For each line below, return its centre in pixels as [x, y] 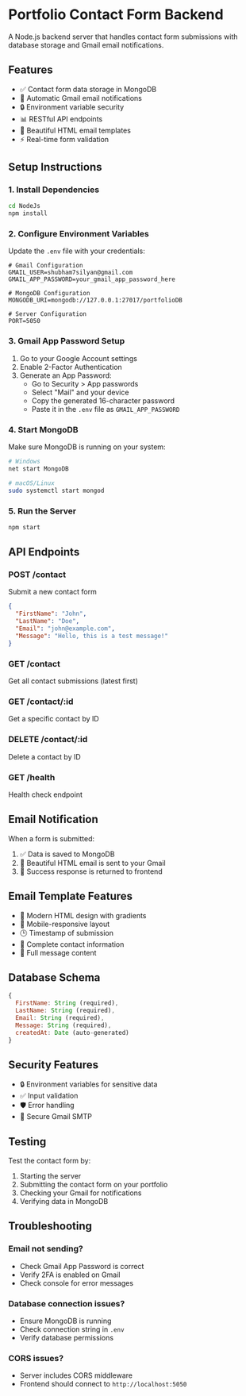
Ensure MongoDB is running [65, 1321]
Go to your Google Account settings [78, 358]
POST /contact [37, 575]
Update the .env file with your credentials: [77, 251]
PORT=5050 [25, 321]
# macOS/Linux [32, 483]
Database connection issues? [67, 1303]
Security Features [54, 1065]
